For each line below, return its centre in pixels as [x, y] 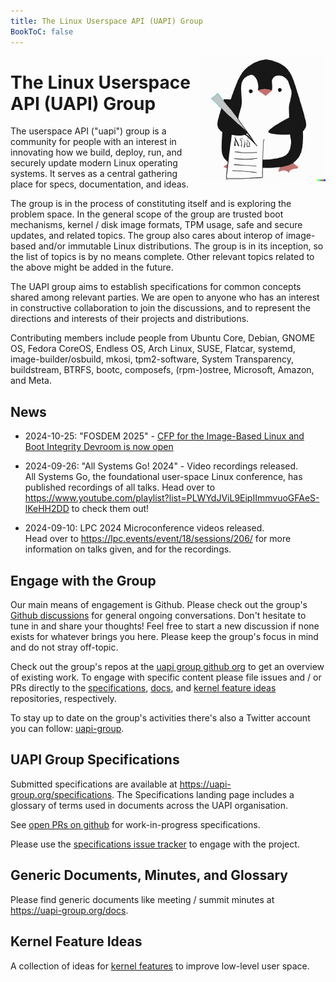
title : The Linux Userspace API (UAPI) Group [106, 21]
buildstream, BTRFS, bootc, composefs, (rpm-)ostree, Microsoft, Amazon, [162, 370]
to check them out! [110, 509]
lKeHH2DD [47, 509]
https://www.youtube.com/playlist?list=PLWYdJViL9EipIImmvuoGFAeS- [172, 498]
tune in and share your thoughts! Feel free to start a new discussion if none [165, 626]
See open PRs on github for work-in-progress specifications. [135, 824]
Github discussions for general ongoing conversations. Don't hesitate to [158, 616]
